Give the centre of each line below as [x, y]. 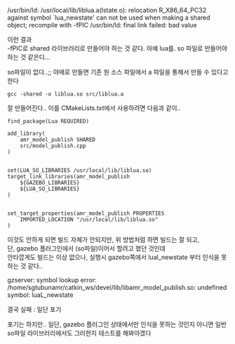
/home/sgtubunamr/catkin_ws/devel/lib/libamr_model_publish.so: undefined [117, 287]
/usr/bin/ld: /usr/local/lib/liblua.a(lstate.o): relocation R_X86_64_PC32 [107, 10]
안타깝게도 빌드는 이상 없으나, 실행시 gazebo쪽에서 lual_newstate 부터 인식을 [113, 257]
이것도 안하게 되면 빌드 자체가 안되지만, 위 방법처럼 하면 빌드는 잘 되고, [103, 239]
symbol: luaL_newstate [40, 295]
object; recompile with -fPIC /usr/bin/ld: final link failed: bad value [102, 25]
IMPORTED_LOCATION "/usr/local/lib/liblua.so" [89, 220]
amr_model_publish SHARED [58, 140]
